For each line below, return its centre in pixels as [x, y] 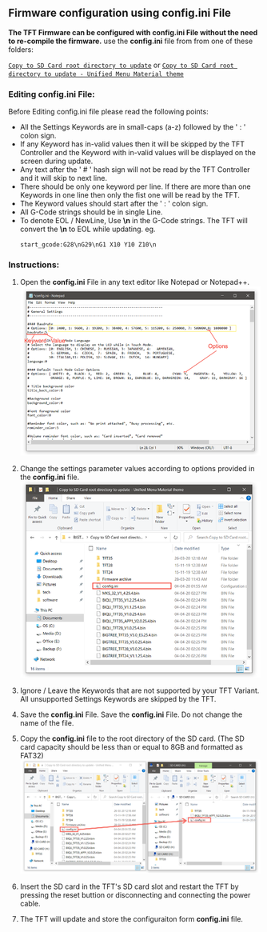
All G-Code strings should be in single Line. [91, 212]
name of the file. [47, 723]
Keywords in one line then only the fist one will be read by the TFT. [130, 195]
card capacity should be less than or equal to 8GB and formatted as [132, 747]
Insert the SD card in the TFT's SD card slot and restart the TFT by [129, 886]
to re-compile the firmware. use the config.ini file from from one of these [131, 41]
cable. [30, 904]
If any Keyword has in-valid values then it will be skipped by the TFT [132, 144]
